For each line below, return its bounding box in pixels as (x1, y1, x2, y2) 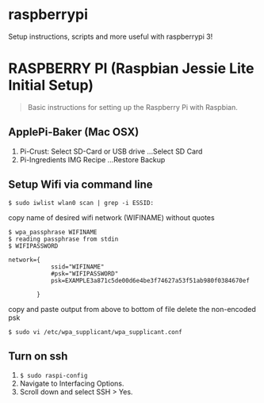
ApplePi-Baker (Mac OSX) (8, 125, 140, 139)
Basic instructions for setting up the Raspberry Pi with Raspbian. (27, 102, 238, 112)
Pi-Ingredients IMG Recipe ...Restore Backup (19, 154, 166, 164)
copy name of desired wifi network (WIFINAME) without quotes (8, 212, 216, 222)
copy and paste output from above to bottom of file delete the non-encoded (8, 304, 256, 314)
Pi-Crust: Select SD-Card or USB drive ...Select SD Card (19, 146, 203, 156)
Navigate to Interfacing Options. (19, 378, 124, 389)
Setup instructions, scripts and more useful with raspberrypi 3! (8, 32, 213, 41)
